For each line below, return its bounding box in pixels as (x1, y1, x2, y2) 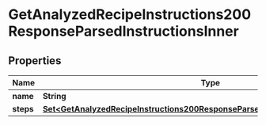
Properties (8, 54, 62, 67)
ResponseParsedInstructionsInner (8, 22, 239, 40)
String (42, 91, 66, 101)
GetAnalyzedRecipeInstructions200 (8, 6, 252, 24)
